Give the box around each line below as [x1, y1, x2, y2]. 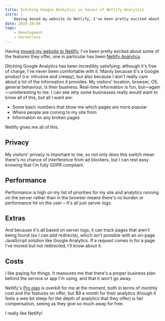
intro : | [5, 12, 23, 17]
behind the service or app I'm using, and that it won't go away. [5, 276, 132, 282]
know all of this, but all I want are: [5, 94, 73, 100]
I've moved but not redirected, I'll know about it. [5, 243, 102, 249]
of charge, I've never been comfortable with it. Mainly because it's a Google [5, 68, 159, 74]
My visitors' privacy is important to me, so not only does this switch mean [5, 151, 155, 157]
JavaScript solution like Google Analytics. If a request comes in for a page [5, 238, 155, 244]
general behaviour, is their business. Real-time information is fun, [5, 84, 137, 90]
